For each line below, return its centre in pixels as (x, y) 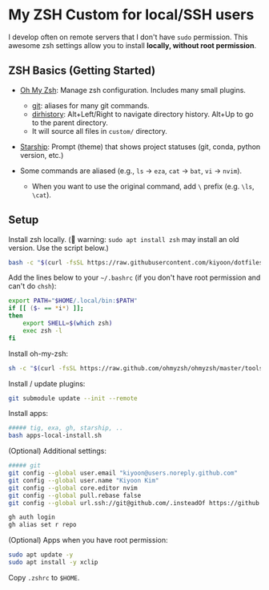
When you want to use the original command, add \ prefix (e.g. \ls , (143, 186)
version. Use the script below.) (59, 248)
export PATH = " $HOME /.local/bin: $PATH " (73, 301)
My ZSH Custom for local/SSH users (131, 15)
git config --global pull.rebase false (75, 495)
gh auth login (32, 517)
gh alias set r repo (43, 525)
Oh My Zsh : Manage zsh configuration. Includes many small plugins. (133, 90)
